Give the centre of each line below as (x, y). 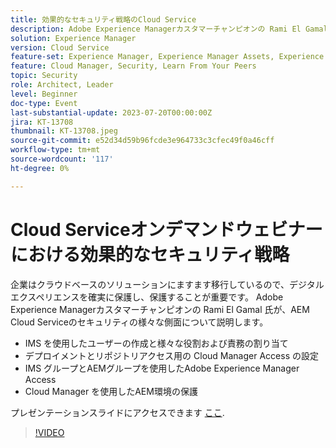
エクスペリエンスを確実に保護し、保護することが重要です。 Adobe (147, 297)
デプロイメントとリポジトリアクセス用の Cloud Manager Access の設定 (171, 355)
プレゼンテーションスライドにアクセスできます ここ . (117, 412)
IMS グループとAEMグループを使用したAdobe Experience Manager (162, 368)
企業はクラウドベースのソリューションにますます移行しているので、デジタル (167, 284)
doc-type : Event (44, 103)
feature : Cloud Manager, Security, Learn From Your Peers (133, 66)
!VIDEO (49, 432)
